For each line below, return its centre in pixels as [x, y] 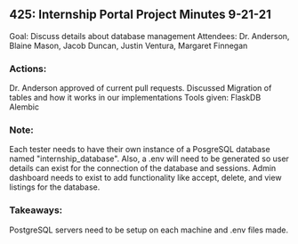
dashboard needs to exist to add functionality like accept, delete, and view [145, 178]
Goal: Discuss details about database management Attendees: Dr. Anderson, [149, 36]
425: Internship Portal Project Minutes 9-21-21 [140, 15]
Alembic [24, 107]
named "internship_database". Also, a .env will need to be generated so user [149, 159]
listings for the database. [55, 187]
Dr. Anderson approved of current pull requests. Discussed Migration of [141, 88]
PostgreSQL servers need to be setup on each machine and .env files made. [149, 230]
